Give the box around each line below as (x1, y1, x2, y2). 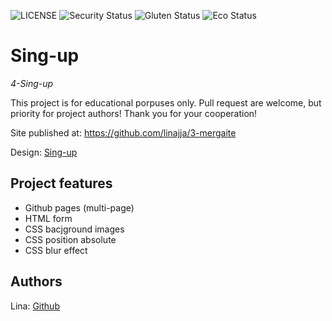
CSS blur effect (24, 244, 88, 256)
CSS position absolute (24, 233, 117, 245)
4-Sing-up (10, 77, 54, 89)
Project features (10, 175, 113, 192)
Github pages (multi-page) (24, 201, 135, 214)
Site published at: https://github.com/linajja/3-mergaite (10, 126, 237, 139)
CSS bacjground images (24, 223, 125, 235)
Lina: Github (10, 300, 60, 312)
